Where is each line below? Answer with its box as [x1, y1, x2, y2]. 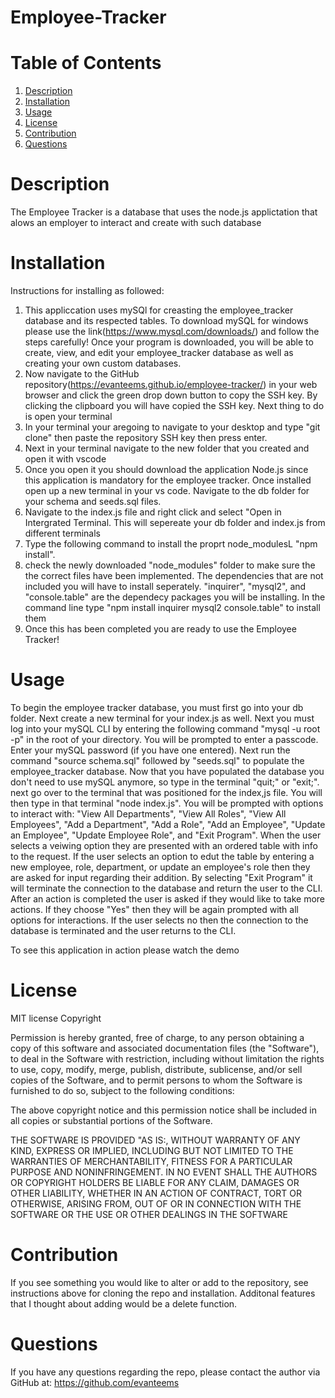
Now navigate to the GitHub [24, 368, 140, 380]
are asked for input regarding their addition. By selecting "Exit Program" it [10, 871, 313, 883]
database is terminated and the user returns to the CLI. [10, 924, 237, 936]
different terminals [24, 527, 101, 539]
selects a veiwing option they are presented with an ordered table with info [10, 839, 318, 851]
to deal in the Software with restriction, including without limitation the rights [10, 1052, 325, 1065]
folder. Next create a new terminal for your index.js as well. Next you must [10, 712, 315, 724]
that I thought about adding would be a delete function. [10, 1297, 238, 1310]
